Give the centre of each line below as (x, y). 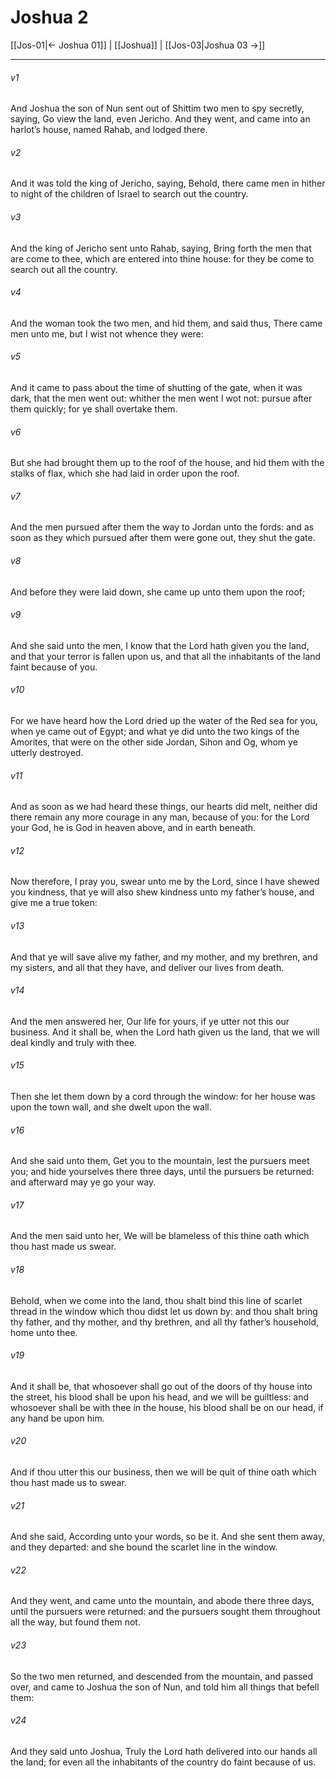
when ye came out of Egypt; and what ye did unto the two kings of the (155, 731)
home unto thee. (44, 1332)
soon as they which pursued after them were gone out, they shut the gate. (163, 538)
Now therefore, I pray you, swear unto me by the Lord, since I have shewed (165, 882)
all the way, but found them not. (75, 1622)
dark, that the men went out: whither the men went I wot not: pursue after (161, 398)
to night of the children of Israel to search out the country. (129, 194)
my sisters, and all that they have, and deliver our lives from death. (147, 967)
